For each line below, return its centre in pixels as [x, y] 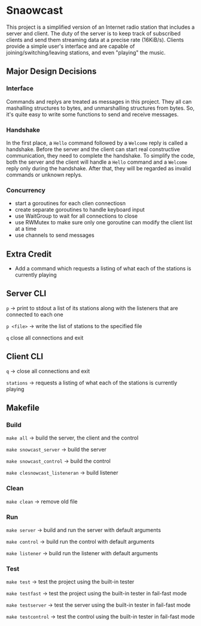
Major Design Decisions [51, 72]
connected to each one [35, 314]
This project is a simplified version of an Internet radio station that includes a [100, 27]
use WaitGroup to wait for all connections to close [76, 216]
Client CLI [25, 356]
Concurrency [26, 190]
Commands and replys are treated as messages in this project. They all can [99, 101]
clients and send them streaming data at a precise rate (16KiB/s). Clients [95, 40]
